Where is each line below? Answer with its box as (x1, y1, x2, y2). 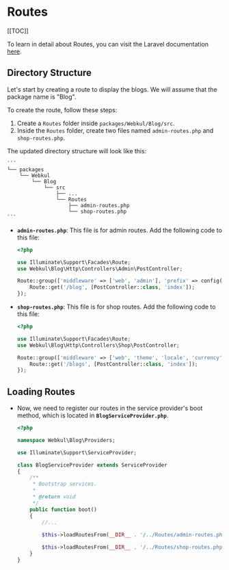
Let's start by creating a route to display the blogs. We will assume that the (7, 85, 217, 93)
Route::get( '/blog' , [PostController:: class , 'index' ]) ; (29, 284, 196, 291)
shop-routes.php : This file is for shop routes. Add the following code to (16, 302, 216, 311)
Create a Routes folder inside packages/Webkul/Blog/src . (16, 119, 175, 127)
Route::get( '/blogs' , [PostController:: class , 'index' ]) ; (29, 361, 198, 367)
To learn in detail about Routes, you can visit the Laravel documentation (7, 40, 208, 48)
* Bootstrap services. (32, 480, 97, 488)
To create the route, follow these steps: (7, 105, 118, 114)
